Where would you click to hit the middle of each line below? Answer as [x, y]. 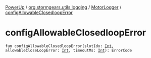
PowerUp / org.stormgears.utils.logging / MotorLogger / [63, 7]
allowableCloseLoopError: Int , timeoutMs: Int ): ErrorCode [69, 50]
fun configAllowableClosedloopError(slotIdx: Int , [60, 46]
